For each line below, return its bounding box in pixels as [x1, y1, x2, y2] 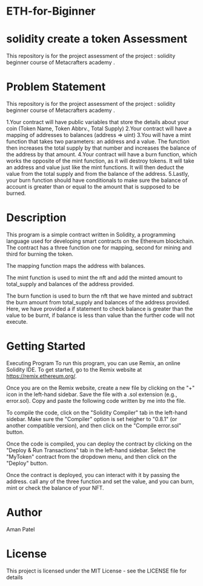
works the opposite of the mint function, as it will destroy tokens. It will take [6, 157, 195, 165]
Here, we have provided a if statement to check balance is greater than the [6, 305, 193, 312]
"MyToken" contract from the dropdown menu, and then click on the [6, 453, 177, 460]
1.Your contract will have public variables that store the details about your [6, 119, 189, 126]
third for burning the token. [6, 251, 74, 257]
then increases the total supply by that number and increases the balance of [6, 144, 197, 152]
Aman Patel [6, 525, 35, 533]
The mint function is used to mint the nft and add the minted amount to [6, 274, 183, 281]
